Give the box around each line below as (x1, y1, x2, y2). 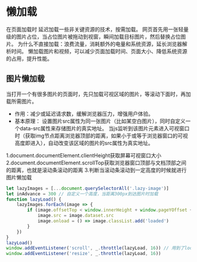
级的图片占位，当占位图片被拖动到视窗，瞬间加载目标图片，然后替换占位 (6, 33, 181, 40)
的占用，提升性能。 (6, 55, 53, 62)
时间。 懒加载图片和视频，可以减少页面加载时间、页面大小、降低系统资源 (11, 47, 188, 54)
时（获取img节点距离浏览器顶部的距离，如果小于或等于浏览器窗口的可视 (14, 132, 189, 139)
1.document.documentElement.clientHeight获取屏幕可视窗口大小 (6, 151, 162, 158)
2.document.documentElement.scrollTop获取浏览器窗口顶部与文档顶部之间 (6, 159, 186, 166)
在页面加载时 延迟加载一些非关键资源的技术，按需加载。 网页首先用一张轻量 (6, 26, 189, 33)
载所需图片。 (6, 98, 37, 105)
